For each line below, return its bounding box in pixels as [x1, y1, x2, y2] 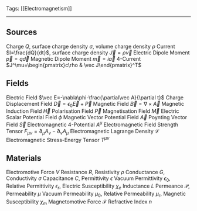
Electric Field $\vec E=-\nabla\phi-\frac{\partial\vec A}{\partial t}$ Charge [6, 94, 184, 101]
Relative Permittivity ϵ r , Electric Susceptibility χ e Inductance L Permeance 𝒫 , [6, 182, 191, 191]
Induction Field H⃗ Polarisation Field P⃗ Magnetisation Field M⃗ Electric [6, 108, 179, 115]
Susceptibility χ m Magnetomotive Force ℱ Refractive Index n [6, 198, 152, 206]
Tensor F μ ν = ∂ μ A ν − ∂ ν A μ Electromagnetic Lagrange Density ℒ [6, 128, 159, 136]
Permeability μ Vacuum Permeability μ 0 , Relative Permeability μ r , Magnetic [6, 190, 186, 198]
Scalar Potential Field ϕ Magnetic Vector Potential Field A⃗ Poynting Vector [6, 114, 188, 121]
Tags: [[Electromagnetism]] [6, 5, 72, 12]
